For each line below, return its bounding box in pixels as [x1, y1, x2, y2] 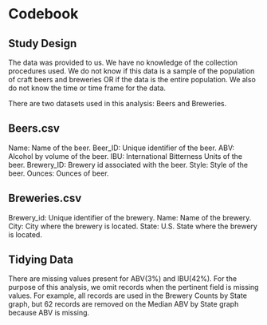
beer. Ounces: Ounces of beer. [8, 168, 109, 178]
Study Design [8, 37, 77, 50]
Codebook [8, 5, 79, 23]
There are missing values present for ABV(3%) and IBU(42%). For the [8, 274, 238, 283]
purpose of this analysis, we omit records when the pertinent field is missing [8, 283, 259, 292]
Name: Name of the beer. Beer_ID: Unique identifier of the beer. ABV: [8, 143, 235, 153]
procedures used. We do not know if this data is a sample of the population [8, 66, 255, 76]
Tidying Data [8, 253, 74, 267]
